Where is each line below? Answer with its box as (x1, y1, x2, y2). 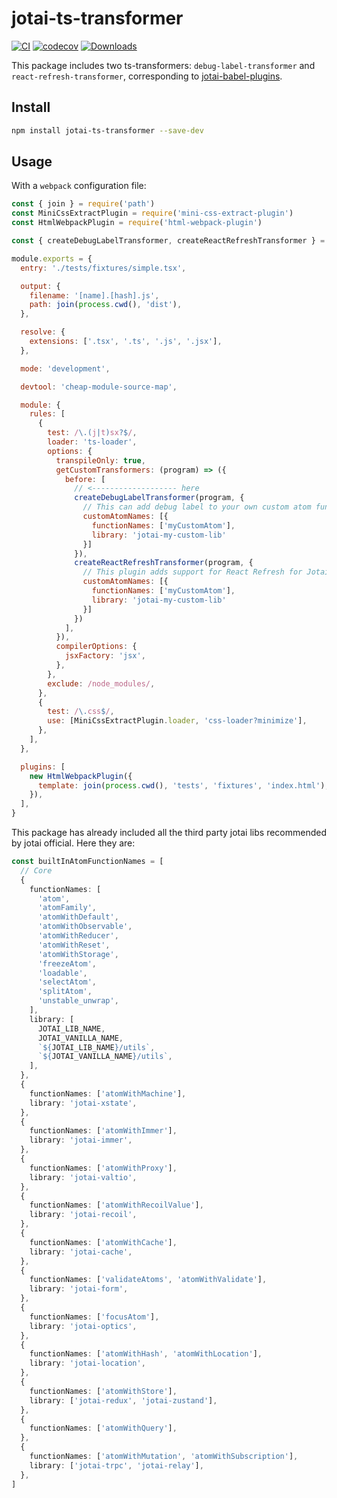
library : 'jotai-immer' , (29, 1135, 133, 1146)
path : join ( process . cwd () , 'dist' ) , (29, 300, 183, 310)
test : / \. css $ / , (47, 707, 115, 717)
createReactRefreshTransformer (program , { (74, 558, 254, 568)
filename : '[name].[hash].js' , (29, 290, 160, 301)
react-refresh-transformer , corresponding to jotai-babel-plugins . (11, 70, 283, 82)
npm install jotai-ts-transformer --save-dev (11, 125, 204, 136)
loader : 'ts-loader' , (47, 437, 138, 447)
